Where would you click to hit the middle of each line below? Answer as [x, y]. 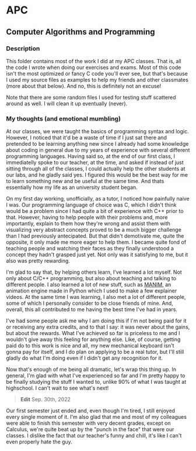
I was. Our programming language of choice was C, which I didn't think [91, 205]
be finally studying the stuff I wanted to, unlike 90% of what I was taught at [96, 382]
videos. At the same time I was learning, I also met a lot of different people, [96, 297]
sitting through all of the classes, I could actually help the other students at [96, 169]
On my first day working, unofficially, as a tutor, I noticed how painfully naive [98, 199]
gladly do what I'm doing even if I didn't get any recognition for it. [85, 358]
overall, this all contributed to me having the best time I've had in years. [92, 309]
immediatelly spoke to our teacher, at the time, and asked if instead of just [95, 163]
